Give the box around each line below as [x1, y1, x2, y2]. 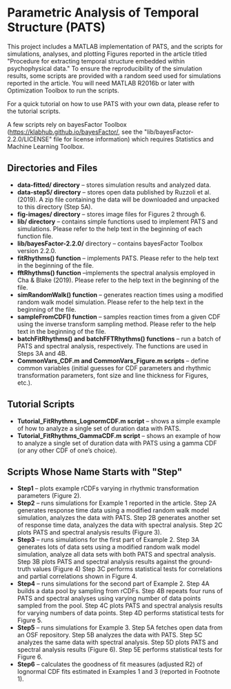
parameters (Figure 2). [17, 492, 81, 500]
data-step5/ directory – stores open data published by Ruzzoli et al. [17, 188, 212, 196]
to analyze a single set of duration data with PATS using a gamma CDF [17, 439, 217, 447]
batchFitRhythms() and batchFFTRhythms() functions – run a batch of [17, 334, 221, 343]
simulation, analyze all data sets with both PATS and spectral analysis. [17, 550, 216, 559]
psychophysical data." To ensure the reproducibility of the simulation [7, 64, 203, 72]
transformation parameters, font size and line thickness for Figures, [17, 371, 209, 379]
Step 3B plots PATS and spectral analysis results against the [17, 557, 188, 566]
